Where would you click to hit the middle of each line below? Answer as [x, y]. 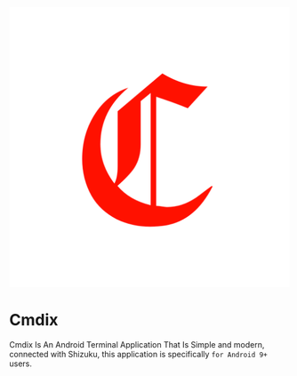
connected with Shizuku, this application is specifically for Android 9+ [139, 354]
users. [21, 364]
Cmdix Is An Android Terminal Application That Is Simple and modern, [137, 344]
